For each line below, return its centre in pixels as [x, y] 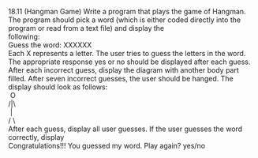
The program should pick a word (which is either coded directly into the [125, 20]
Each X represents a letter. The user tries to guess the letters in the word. [127, 53]
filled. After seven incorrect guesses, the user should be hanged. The [121, 79]
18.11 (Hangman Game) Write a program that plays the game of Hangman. [127, 11]
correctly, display [36, 137]
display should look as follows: [58, 87]
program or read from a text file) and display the [86, 28]
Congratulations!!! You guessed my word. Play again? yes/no [107, 146]
